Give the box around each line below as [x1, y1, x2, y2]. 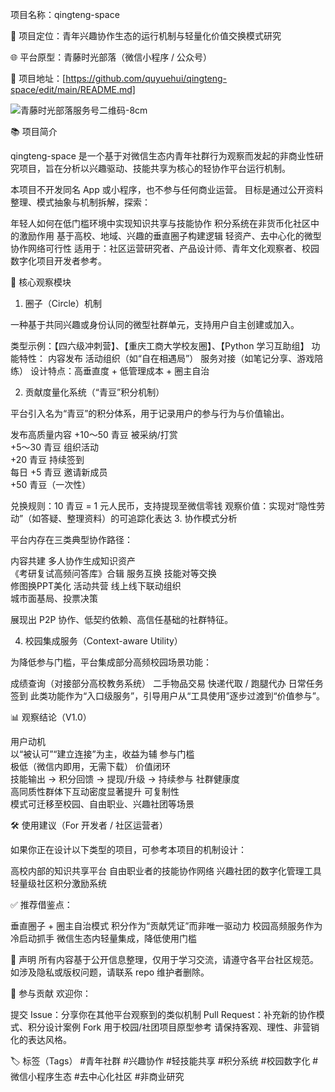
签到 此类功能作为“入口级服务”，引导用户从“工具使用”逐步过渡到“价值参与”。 [10, 690, 325, 702]
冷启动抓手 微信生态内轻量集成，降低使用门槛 [10, 933, 197, 944]
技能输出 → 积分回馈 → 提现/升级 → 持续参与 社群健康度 [10, 773, 240, 785]
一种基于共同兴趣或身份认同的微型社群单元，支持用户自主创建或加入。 [10, 319, 300, 330]
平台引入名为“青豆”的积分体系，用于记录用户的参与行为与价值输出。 [10, 408, 290, 419]
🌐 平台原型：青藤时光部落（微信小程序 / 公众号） [10, 51, 213, 63]
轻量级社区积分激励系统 [10, 878, 107, 889]
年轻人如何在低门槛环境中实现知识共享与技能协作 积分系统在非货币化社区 [10, 218, 311, 229]
